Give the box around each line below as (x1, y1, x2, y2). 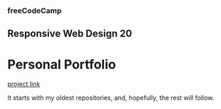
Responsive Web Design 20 (7, 28, 133, 40)
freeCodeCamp (7, 6, 62, 16)
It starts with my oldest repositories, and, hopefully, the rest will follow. (7, 93, 215, 102)
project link (7, 80, 41, 88)
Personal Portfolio (7, 56, 116, 73)
